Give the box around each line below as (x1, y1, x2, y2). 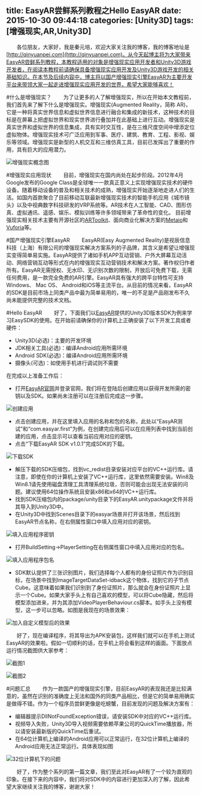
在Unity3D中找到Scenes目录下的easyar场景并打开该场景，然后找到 (14, 510, 181, 517)
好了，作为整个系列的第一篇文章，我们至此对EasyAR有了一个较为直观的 (17, 768, 193, 775)
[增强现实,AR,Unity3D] (6, 26, 92, 37)
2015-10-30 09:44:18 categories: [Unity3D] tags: (6, 16, 194, 26)
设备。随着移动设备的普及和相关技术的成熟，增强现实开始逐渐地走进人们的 (6, 186, 190, 193)
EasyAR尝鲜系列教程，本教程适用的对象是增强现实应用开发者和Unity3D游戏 (6, 58, 191, 65)
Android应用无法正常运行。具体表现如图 (14, 742, 114, 750)
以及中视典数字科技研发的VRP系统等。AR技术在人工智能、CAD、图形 (16, 201, 187, 208)
